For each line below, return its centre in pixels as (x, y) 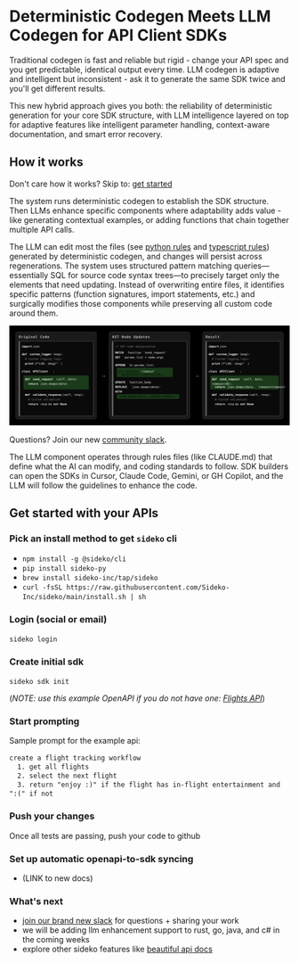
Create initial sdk (47, 662)
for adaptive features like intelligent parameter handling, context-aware (139, 124)
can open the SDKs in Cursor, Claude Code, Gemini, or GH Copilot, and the (146, 475)
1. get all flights (53, 767)
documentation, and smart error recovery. (86, 134)
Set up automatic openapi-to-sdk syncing (101, 859)
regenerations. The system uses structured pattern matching (121, 266)
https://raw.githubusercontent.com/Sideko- (148, 587)
